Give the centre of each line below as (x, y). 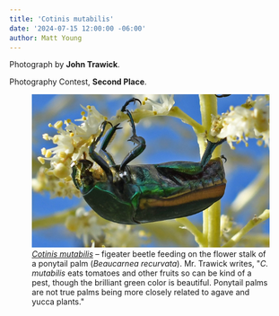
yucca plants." (58, 302)
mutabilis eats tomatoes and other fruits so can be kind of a (142, 273)
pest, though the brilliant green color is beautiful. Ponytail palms (150, 283)
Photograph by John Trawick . (65, 65)
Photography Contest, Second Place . (78, 82)
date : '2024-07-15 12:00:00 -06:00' (78, 28)
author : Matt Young (46, 38)
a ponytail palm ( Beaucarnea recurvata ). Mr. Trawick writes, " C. (150, 264)
